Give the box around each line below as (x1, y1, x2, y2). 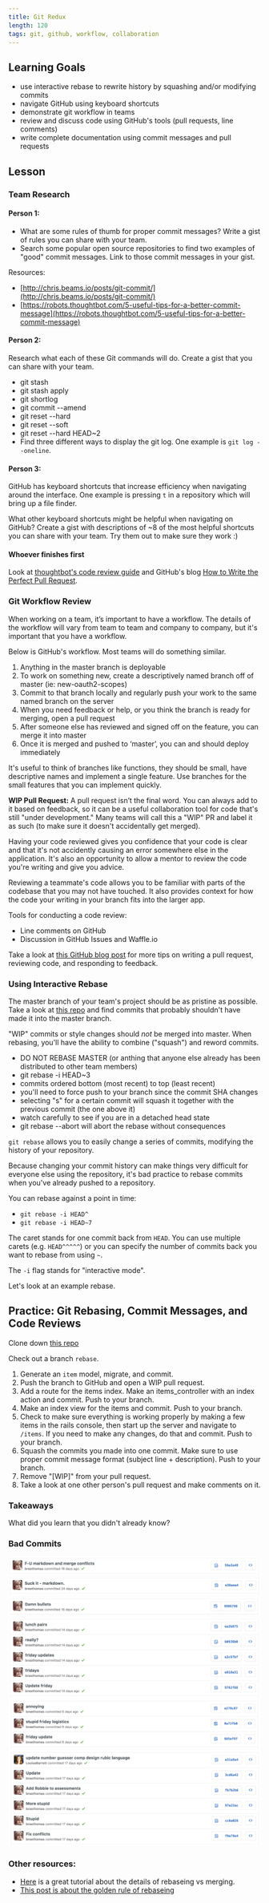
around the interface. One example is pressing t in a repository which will (8, 490, 251, 500)
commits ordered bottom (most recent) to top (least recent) (19, 1078, 216, 1088)
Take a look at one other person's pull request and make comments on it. (19, 1480, 261, 1489)
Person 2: (8, 335, 42, 345)
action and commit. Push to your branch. (19, 1395, 155, 1404)
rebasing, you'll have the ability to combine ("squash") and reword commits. (8, 1037, 259, 1047)
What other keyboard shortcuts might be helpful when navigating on (8, 514, 234, 524)
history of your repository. (8, 1145, 94, 1154)
